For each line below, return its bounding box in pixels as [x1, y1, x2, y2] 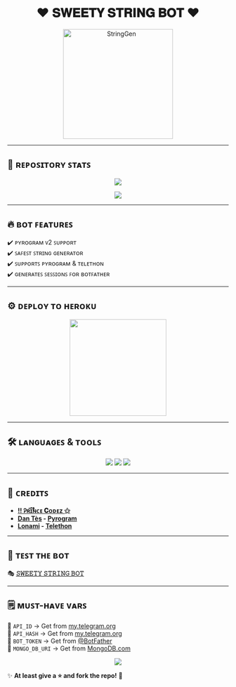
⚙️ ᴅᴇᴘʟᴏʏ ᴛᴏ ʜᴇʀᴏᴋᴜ [7, 300, 97, 312]
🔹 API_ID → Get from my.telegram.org [7, 622, 116, 630]
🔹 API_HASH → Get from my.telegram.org [7, 629, 123, 637]
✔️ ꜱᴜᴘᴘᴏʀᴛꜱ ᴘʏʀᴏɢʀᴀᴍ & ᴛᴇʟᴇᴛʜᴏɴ [7, 259, 104, 268]
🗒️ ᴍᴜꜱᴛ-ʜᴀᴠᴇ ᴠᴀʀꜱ [7, 599, 87, 612]
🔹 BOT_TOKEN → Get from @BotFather [7, 636, 112, 645]
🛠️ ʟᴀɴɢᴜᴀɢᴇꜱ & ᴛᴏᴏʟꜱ [7, 436, 102, 447]
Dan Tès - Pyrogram [17, 514, 77, 523]
